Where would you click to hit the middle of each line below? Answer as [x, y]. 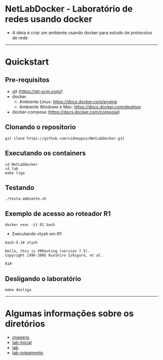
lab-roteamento [28, 353]
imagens [21, 337]
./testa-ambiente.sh [26, 199]
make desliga [18, 290]
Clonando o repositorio [41, 127]
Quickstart [27, 62]
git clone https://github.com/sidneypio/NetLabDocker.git [65, 138]
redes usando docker [49, 19]
